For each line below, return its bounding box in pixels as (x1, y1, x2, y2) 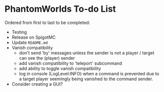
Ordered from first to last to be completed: (4, 20, 90, 25)
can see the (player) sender (19, 55, 76, 61)
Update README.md (11, 39, 48, 45)
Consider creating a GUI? (11, 81, 63, 87)
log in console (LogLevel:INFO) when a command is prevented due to (19, 70, 160, 76)
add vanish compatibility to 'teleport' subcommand (19, 60, 122, 66)
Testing (11, 29, 27, 35)
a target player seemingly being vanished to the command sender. (19, 76, 153, 82)
